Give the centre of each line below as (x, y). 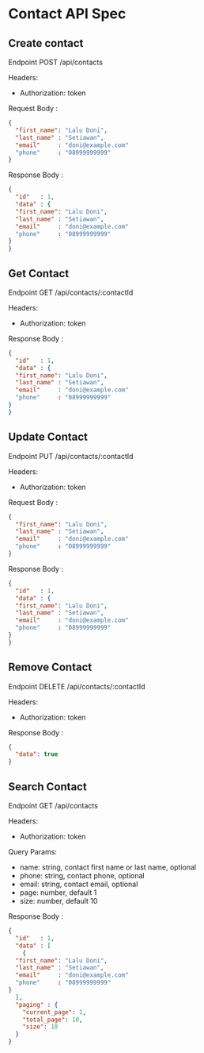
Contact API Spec (67, 14)
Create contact (46, 43)
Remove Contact (50, 667)
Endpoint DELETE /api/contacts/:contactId (77, 686)
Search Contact (47, 787)
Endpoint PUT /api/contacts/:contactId (71, 456)
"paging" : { (37, 1005)
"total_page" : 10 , (53, 1020)
